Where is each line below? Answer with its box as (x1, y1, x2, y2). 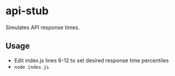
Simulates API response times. (5, 24, 80, 31)
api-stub (5, 4, 49, 18)
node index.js (14, 64, 49, 70)
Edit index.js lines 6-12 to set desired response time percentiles (14, 56, 169, 64)
